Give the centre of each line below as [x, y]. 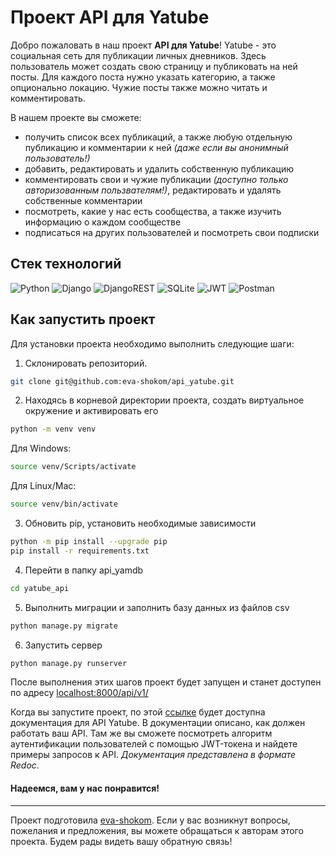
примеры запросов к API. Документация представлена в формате [153, 755]
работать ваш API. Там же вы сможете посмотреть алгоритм [141, 733]
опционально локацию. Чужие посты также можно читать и [139, 87]
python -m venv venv [53, 429]
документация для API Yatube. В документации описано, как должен [158, 723]
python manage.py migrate [64, 626]
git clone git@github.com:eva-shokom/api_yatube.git [122, 381]
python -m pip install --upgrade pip [89, 542]
